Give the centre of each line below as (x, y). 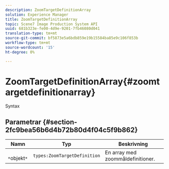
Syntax (13, 106)
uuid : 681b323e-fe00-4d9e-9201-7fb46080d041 (53, 29)
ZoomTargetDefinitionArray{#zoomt (82, 81)
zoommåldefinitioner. (130, 159)
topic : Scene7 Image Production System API (52, 24)
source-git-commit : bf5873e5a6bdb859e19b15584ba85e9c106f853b (72, 38)
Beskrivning (133, 144)
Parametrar (23, 122)
